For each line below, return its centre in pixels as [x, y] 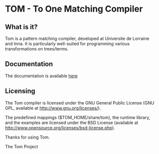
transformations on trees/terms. [37, 49]
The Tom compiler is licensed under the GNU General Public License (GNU [79, 103]
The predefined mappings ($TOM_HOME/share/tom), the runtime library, [78, 117]
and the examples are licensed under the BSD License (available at [72, 122]
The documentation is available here [41, 76]
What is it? [21, 27]
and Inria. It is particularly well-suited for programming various [67, 44]
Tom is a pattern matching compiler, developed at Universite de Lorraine [77, 38]
